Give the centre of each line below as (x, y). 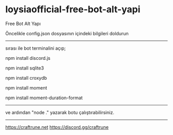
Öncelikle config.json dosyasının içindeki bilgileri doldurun (67, 33)
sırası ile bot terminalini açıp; (36, 48)
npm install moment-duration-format (44, 98)
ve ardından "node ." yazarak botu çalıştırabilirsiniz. (60, 112)
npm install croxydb (26, 78)
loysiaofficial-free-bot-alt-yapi (73, 9)
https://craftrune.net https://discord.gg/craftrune (57, 127)
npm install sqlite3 (25, 68)
